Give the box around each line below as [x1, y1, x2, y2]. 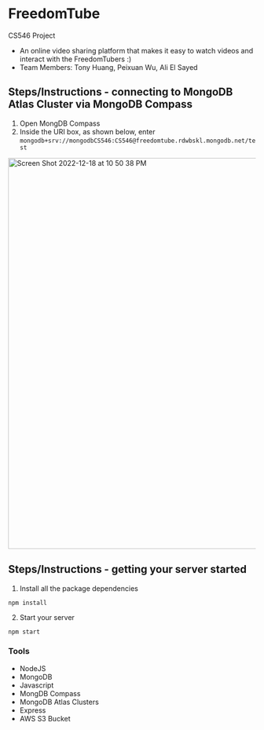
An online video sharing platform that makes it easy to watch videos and [19, 46, 254, 55]
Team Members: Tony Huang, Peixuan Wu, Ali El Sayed [19, 62, 198, 72]
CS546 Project [8, 31, 56, 40]
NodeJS [19, 663, 46, 673]
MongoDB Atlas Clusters [19, 697, 100, 706]
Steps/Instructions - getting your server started [8, 563, 247, 576]
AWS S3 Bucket [19, 713, 71, 723]
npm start [8, 628, 41, 636]
